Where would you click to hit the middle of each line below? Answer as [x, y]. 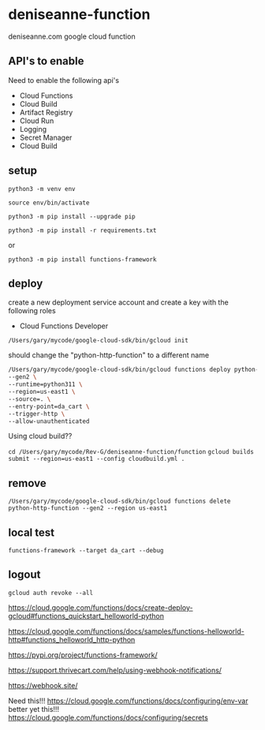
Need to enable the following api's [64, 80]
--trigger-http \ [37, 414]
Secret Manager [46, 137]
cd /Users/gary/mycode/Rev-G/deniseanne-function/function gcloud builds [131, 452]
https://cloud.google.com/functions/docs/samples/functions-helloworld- [126, 631]
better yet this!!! [34, 709]
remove [27, 483]
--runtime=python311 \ [45, 384]
